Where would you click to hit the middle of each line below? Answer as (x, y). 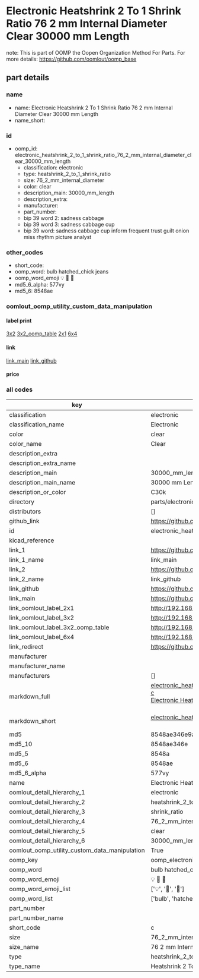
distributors (25, 511)
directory (22, 502)
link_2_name (27, 579)
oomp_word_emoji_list (40, 889)
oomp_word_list (31, 899)
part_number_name (36, 918)
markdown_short (33, 721)
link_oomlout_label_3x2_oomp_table (59, 627)
